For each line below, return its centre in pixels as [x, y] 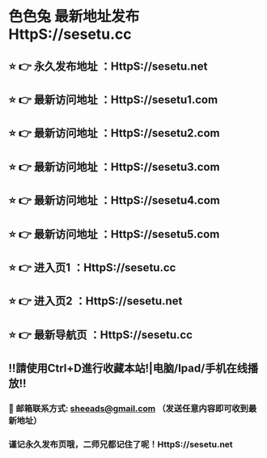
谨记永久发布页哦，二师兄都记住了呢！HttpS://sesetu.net [121, 444]
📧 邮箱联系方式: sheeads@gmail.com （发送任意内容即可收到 [129, 409]
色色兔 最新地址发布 [74, 17]
